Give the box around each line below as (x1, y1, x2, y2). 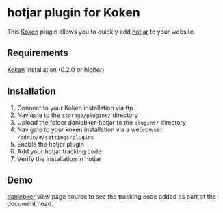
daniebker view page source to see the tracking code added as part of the (7, 192, 217, 201)
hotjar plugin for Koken (7, 5, 140, 21)
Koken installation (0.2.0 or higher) (7, 65, 105, 73)
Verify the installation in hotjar (16, 154, 101, 162)
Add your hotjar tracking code (16, 147, 102, 155)
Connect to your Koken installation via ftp (16, 103, 133, 112)
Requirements (7, 47, 68, 59)
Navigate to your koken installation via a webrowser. (16, 125, 164, 134)
